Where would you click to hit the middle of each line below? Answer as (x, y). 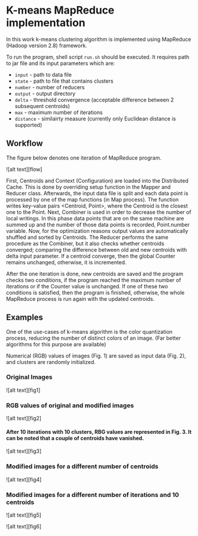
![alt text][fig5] (24, 515)
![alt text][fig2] (24, 418)
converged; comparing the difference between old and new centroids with (97, 249)
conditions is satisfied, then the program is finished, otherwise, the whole (95, 293)
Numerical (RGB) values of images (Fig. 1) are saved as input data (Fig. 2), (96, 356)
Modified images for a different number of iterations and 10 (92, 495)
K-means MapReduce (60, 10)
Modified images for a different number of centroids (82, 466)
